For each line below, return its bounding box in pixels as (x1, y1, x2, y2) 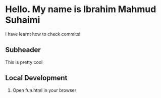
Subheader (5, 45, 41, 54)
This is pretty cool (5, 59, 43, 65)
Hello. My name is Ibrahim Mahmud (5, 4, 156, 15)
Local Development (5, 74, 68, 82)
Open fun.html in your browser (12, 87, 77, 93)
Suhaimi (5, 14, 40, 26)
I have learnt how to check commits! (5, 31, 81, 37)
